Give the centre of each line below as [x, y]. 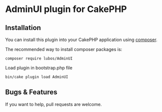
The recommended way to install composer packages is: [64, 49]
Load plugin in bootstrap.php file [39, 68]
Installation [23, 28]
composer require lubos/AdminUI [39, 58]
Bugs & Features [31, 92]
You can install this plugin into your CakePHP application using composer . [82, 39]
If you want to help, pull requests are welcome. [53, 104]
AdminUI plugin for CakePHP [66, 9]
